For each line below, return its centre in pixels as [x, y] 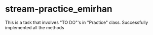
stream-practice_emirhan [59, 9]
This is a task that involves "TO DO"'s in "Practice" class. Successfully [76, 22]
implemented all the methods [35, 27]
